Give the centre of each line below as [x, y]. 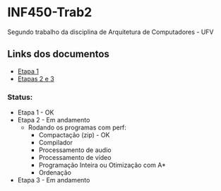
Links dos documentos [58, 54]
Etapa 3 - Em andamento [54, 180]
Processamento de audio [75, 150]
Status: [20, 97]
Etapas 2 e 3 [36, 79]
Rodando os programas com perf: [77, 127]
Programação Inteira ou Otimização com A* [102, 165]
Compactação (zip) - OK [74, 135]
